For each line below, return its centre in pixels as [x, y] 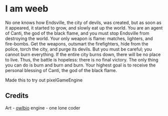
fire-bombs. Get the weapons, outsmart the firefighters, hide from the [77, 43]
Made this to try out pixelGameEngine [44, 80]
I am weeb [27, 9]
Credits [17, 96]
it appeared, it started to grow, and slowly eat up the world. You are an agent [84, 27]
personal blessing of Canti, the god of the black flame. [61, 70]
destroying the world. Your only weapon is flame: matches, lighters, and [79, 38]
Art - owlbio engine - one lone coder [43, 107]
